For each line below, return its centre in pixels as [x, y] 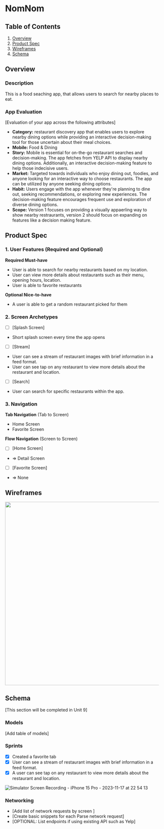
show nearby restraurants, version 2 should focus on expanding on [80, 215]
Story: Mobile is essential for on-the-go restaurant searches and [77, 153]
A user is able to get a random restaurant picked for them [70, 304]
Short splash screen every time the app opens [59, 337]
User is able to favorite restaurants [47, 285]
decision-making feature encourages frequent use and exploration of [82, 199]
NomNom [25, 9]
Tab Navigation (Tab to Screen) [37, 415]
